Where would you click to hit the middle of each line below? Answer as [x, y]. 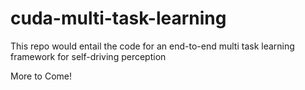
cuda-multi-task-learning [118, 18]
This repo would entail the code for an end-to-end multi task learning [152, 46]
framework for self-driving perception [88, 56]
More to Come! [41, 76]
